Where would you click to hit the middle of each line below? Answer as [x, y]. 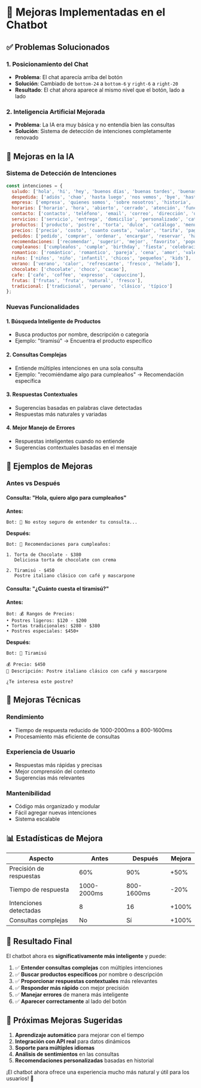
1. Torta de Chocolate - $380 [44, 554]
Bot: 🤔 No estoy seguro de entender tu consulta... [72, 522]
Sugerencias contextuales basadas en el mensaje [76, 448]
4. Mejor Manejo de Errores [41, 428]
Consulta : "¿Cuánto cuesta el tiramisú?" [58, 589]
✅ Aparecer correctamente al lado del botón [71, 1001]
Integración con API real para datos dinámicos [73, 1041]
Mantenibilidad [28, 793]
